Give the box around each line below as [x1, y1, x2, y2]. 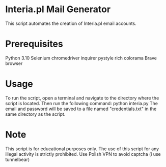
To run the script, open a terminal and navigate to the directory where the [5, 95, 159, 101]
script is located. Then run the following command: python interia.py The [5, 100, 158, 106]
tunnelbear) [5, 156, 30, 162]
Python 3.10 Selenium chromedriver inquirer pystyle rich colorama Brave [5, 55, 157, 61]
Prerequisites [5, 38, 64, 50]
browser [5, 60, 23, 66]
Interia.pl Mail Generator [5, 4, 111, 15]
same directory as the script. [5, 111, 66, 117]
